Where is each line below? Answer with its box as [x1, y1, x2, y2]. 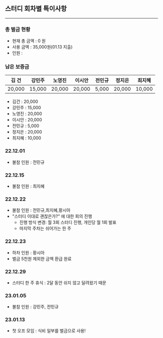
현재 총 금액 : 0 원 [12, 38, 46, 44]
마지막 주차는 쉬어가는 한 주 [19, 225, 71, 232]
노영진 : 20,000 [12, 111, 42, 117]
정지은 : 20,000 [12, 129, 42, 135]
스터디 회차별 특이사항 [5, 4, 67, 13]
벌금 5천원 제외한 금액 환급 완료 [12, 255, 72, 261]
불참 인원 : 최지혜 [12, 184, 45, 189]
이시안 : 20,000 [12, 117, 42, 123]
